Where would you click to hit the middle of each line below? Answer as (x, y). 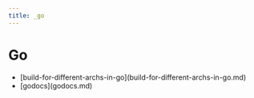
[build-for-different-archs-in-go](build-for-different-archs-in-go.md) (133, 77)
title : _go (26, 16)
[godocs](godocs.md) (56, 85)
